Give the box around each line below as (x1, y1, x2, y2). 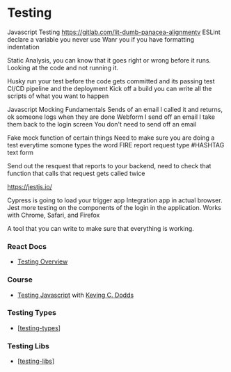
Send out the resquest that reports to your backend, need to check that (7, 161, 212, 170)
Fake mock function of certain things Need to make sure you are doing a (7, 134, 215, 142)
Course (7, 275, 33, 284)
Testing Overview (17, 257, 68, 266)
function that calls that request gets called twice (7, 169, 145, 177)
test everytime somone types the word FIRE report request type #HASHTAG (7, 140, 225, 149)
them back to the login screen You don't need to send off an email (7, 120, 197, 128)
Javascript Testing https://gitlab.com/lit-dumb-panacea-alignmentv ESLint (7, 28, 221, 36)
